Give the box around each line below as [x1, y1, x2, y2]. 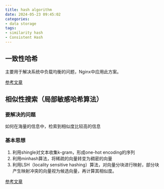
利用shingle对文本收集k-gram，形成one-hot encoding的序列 [12, 149, 135, 155]
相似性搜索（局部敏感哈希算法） [5, 95, 103, 104]
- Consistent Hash [5, 35, 43, 40]
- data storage [5, 21, 37, 26]
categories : [5, 16, 30, 21]
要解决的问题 [5, 111, 36, 118]
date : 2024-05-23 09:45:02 [5, 12, 61, 17]
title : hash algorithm [5, 7, 52, 12]
